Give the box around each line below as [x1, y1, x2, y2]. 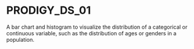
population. [6, 36, 35, 43]
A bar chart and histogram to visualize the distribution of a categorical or [6, 23, 188, 30]
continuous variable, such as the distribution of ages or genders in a [6, 29, 177, 36]
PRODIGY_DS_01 [6, 4, 91, 17]
